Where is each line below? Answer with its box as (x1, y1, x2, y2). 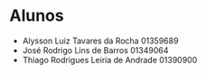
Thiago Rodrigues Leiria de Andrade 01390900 (22, 54, 198, 65)
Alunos (9, 5, 65, 26)
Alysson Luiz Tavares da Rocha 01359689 (22, 35, 179, 46)
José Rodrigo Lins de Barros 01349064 (22, 44, 169, 55)
